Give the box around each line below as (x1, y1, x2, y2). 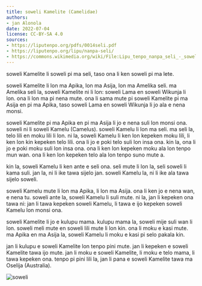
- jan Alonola (6, 20, 42, 26)
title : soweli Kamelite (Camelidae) (6, 8, 98, 15)
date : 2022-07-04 (6, 25, 50, 32)
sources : (6, 37, 28, 43)
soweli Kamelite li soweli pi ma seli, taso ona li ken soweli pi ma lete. (6, 70, 174, 77)
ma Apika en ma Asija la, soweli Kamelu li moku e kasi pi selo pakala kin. (6, 231, 185, 238)
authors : (6, 14, 28, 20)
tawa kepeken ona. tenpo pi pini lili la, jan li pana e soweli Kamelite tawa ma (6, 255, 193, 263)
